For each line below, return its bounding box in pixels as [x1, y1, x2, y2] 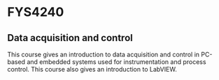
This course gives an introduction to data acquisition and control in [7, 50, 200, 58]
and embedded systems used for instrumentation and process [27, 58, 206, 66]
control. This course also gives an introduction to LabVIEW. [7, 65, 177, 73]
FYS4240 [7, 4, 64, 20]
